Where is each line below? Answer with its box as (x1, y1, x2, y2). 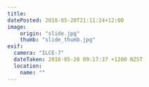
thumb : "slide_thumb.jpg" (20, 36, 96, 43)
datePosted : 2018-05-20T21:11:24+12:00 (7, 17, 124, 24)
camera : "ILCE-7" (13, 50, 65, 57)
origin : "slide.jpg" (20, 29, 80, 37)
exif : (7, 43, 23, 50)
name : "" (20, 69, 46, 76)
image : (7, 23, 27, 30)
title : (7, 10, 27, 18)
